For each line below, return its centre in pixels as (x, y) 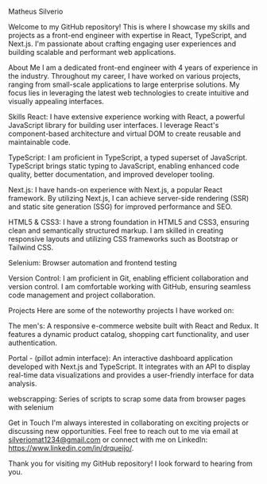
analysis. (23, 383)
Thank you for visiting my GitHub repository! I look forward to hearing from (130, 463)
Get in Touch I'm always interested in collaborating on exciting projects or (128, 423)
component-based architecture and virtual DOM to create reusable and (124, 134)
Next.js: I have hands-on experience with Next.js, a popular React (115, 190)
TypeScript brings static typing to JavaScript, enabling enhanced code (124, 166)
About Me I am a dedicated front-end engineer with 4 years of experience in (133, 68)
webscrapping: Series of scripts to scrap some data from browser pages (127, 399)
